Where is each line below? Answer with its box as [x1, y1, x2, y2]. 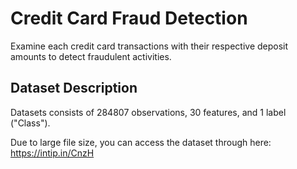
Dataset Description [10, 80, 138, 97]
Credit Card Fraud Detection [10, 7, 248, 30]
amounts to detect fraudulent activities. [10, 50, 172, 62]
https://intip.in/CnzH [10, 147, 95, 159]
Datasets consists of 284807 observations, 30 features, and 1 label [10, 106, 287, 118]
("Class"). [10, 117, 51, 129]
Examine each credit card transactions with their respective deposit [10, 40, 289, 52]
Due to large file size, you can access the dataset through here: [10, 136, 272, 148]
